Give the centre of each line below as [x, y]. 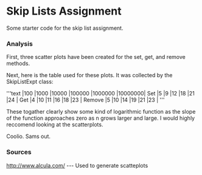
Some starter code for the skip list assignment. [65, 28]
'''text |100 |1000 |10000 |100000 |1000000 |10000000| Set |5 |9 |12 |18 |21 [100, 94]
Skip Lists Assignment [64, 11]
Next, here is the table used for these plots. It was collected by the [89, 75]
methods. [18, 63]
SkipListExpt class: [30, 82]
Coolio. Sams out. [28, 136]
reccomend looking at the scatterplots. [55, 125]
